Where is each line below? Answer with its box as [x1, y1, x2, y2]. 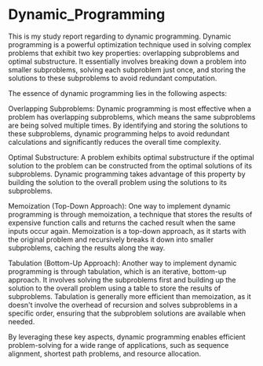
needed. [8, 316, 35, 326]
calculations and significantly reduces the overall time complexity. [8, 137, 221, 146]
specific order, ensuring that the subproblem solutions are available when [8, 309, 246, 318]
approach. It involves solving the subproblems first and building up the [8, 275, 236, 284]
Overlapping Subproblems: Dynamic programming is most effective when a [8, 104, 251, 113]
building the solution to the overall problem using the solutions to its [8, 177, 228, 187]
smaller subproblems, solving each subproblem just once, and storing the [8, 65, 246, 74]
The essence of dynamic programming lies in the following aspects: [8, 88, 228, 98]
